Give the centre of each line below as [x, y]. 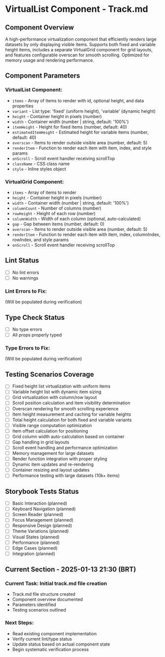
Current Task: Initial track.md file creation [56, 583]
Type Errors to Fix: [28, 348]
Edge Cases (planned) [35, 548]
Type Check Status [35, 317]
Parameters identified [34, 605]
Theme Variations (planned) [40, 531]
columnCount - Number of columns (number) [57, 208]
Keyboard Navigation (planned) [44, 509]
